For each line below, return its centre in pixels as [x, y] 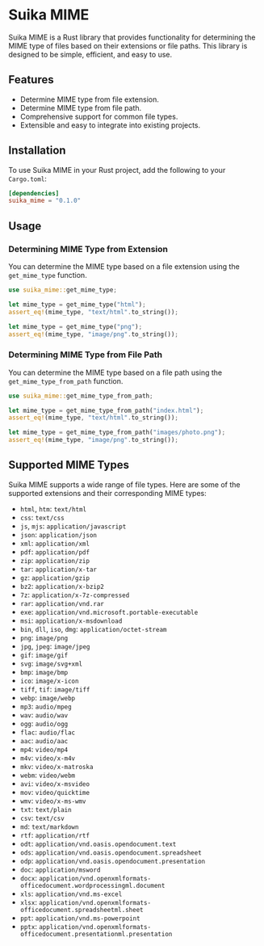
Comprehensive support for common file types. [99, 116]
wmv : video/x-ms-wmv [53, 801]
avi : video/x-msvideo [55, 783]
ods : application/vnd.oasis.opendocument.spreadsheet [111, 852]
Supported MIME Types [69, 465]
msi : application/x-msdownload [71, 620]
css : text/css [42, 517]
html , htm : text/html [53, 509]
